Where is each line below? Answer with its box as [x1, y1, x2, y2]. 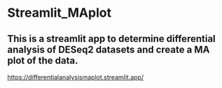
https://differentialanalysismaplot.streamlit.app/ [7, 73, 144, 81]
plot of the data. [7, 54, 78, 66]
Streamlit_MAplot [7, 5, 112, 21]
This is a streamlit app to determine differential [7, 33, 216, 45]
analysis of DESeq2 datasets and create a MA [7, 43, 210, 55]
